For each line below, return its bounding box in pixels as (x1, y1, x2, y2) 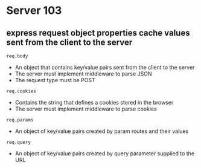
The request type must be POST (14, 77, 95, 83)
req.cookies (6, 88, 36, 94)
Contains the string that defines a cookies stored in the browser (14, 99, 174, 106)
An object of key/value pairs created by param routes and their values (14, 128, 189, 135)
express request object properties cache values (6, 28, 190, 38)
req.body (6, 53, 28, 59)
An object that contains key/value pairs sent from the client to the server (14, 64, 195, 71)
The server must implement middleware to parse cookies (14, 105, 157, 112)
